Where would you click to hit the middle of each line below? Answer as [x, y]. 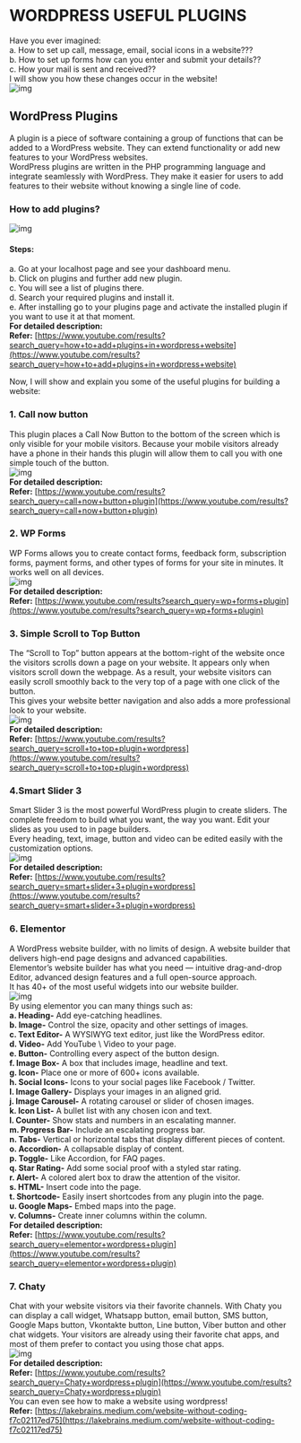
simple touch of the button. [59, 462]
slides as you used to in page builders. [80, 829]
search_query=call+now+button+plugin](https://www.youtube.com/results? [149, 501]
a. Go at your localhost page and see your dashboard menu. [120, 269]
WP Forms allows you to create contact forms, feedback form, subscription [148, 553]
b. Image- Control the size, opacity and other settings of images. [129, 1025]
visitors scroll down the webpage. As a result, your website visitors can [140, 672]
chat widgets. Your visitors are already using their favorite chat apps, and [144, 1334]
